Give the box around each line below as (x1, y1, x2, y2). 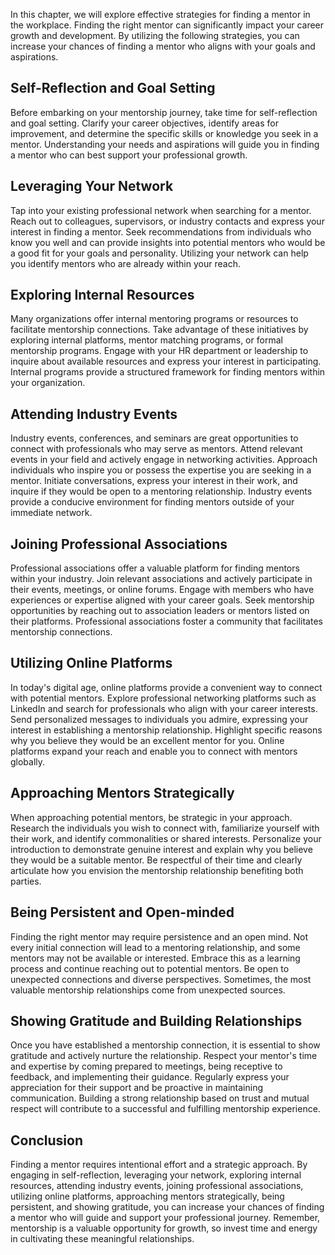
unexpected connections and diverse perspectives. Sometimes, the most (10, 973, 312, 985)
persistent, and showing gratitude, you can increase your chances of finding (10, 1201, 325, 1213)
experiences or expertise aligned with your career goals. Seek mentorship (10, 594, 315, 606)
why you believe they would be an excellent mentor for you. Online (10, 734, 285, 746)
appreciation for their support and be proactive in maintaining (10, 1082, 264, 1094)
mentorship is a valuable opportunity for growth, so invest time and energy (10, 1222, 318, 1234)
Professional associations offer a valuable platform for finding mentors (10, 562, 300, 574)
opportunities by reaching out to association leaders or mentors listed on (10, 605, 310, 617)
